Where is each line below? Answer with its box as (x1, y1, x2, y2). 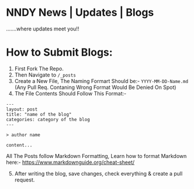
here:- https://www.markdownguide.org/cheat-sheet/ (6, 159, 135, 166)
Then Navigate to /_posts (14, 71, 76, 78)
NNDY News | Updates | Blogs (6, 6, 154, 19)
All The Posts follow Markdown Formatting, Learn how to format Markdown (6, 152, 187, 159)
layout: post (6, 106, 38, 112)
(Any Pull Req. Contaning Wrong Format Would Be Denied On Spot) (14, 84, 176, 91)
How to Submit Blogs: (6, 46, 113, 59)
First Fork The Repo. (14, 65, 64, 72)
